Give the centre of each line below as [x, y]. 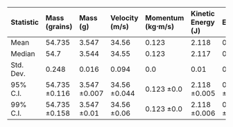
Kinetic [202, 13]
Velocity [124, 18]
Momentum [165, 18]
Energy [202, 22]
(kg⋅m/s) [160, 27]
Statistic [25, 22]
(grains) [59, 27]
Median [23, 53]
